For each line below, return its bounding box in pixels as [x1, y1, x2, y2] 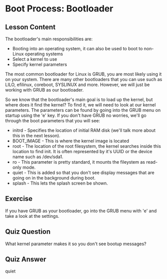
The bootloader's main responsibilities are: [5, 36, 93, 42]
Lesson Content [5, 23, 56, 31]
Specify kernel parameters [12, 62, 67, 67]
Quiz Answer [5, 255, 46, 264]
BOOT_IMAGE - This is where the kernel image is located [12, 138, 130, 144]
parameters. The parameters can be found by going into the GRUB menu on [5, 107, 161, 113]
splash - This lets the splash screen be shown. [12, 180, 108, 186]
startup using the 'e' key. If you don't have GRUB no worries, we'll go [5, 112, 147, 118]
